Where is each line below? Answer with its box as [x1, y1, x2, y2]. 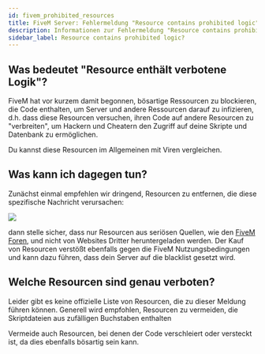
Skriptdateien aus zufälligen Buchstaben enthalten [8, 313, 172, 322]
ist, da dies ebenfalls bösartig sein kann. [8, 337, 140, 346]
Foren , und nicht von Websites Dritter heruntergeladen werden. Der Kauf [8, 235, 244, 245]
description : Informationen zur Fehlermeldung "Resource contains [8, 26, 231, 34]
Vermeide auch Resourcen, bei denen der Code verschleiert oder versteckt [8, 329, 252, 338]
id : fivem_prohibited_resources [8, 11, 114, 20]
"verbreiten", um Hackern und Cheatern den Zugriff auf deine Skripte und [8, 122, 247, 131]
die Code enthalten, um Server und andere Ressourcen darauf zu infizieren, [8, 104, 254, 115]
